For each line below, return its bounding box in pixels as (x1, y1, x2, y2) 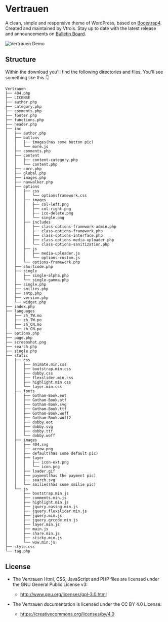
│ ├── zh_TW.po (5, 317, 42, 323)
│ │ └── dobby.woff (5, 433, 56, 438)
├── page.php (5, 335, 33, 340)
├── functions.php (5, 117, 44, 122)
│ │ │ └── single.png (5, 215, 65, 220)
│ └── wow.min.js (5, 540, 56, 545)
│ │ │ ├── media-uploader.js (5, 251, 80, 256)
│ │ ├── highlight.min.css (5, 380, 71, 385)
